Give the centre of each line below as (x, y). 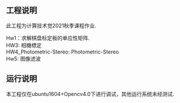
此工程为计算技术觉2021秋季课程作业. (51, 26)
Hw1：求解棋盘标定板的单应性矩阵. (48, 38)
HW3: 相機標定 (24, 45)
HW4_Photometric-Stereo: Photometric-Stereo (62, 52)
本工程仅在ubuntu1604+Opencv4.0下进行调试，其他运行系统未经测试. (90, 94)
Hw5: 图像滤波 (23, 58)
